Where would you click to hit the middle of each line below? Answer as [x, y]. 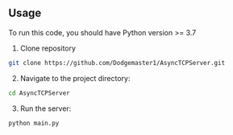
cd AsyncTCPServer [39, 93]
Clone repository [48, 48]
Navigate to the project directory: [75, 78]
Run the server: [46, 108]
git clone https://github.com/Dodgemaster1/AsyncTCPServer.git [117, 63]
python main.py [34, 123]
